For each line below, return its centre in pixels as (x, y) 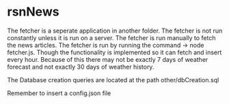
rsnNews (33, 12)
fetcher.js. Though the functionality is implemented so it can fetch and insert (114, 52)
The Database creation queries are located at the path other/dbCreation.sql (113, 80)
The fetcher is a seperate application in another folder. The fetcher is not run (115, 31)
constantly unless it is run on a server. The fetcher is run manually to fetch (111, 37)
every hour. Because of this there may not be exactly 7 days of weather (108, 59)
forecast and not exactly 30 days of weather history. (81, 67)
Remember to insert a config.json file (59, 93)
